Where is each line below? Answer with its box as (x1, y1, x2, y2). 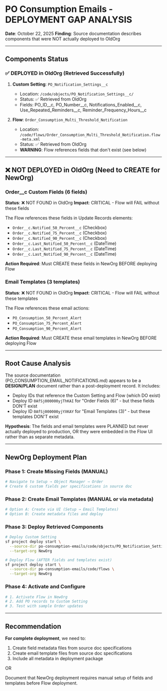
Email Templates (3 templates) (5, 279, 81, 286)
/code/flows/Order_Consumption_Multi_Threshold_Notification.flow (19, 132, 161, 137)
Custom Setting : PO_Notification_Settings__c (12, 81, 108, 87)
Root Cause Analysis (5, 359, 71, 368)
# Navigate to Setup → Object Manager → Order (5, 479, 103, 485)
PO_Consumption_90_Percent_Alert (12, 326, 82, 331)
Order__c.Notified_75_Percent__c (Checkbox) (12, 230, 107, 236)
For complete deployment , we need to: (5, 635, 86, 641)
